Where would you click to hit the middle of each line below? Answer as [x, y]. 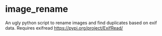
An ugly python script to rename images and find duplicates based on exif [81, 23]
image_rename [37, 9]
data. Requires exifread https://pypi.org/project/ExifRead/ [64, 28]
